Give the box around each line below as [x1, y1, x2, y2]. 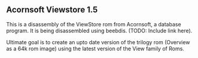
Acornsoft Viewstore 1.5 [6, 5, 98, 15]
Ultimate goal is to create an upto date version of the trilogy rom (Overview [6, 38, 190, 45]
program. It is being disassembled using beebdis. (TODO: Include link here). [6, 27, 193, 34]
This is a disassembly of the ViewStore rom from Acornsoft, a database [6, 20, 181, 28]
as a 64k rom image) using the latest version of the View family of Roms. [6, 45, 185, 52]
